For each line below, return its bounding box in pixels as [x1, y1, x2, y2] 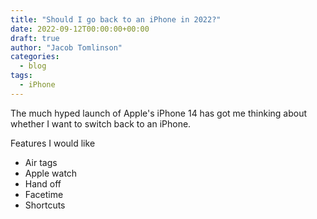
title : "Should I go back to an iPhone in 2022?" [10, 14, 222, 25]
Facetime [24, 188, 64, 200]
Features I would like [10, 137, 96, 149]
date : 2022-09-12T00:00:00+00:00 [10, 24, 150, 34]
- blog [19, 61, 47, 71]
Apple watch [24, 167, 78, 179]
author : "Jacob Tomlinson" [10, 42, 123, 53]
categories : [10, 52, 60, 62]
